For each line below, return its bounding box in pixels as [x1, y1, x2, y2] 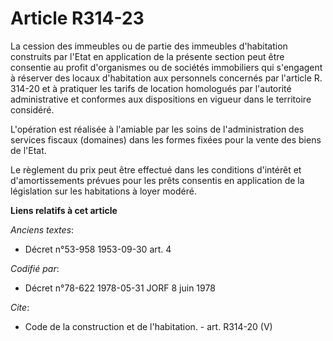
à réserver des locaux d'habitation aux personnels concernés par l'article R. [10, 72, 323, 84]
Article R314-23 [10, 7, 145, 30]
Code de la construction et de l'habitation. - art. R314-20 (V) [24, 320, 273, 332]
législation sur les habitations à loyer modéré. [10, 185, 197, 197]
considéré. [10, 103, 55, 116]
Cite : [10, 301, 30, 313]
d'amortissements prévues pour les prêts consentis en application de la [10, 174, 305, 186]
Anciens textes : [10, 223, 75, 236]
